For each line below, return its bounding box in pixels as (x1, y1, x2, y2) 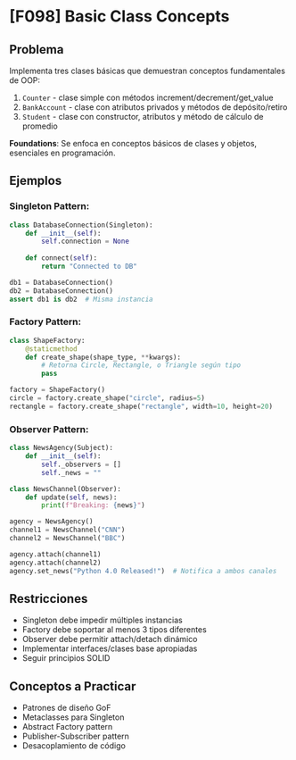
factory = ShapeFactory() (9, 386, 105, 395)
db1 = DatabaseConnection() (9, 278, 114, 287)
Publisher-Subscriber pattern (21, 731, 129, 742)
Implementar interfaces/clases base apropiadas (21, 643, 198, 654)
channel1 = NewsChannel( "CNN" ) (9, 525, 126, 535)
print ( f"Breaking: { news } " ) (41, 501, 145, 510)
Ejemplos (9, 173, 62, 188)
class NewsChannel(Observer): (9, 484, 122, 493)
